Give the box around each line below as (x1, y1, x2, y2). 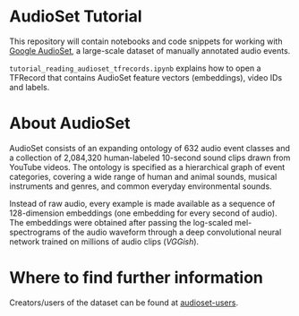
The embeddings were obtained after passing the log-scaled (9, 217, 233, 227)
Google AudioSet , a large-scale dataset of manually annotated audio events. (9, 45, 291, 56)
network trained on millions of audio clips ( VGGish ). (9, 235, 200, 247)
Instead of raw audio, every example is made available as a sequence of (9, 198, 276, 209)
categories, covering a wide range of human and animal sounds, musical (9, 171, 278, 182)
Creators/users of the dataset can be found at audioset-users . (9, 297, 239, 308)
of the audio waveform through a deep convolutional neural (62, 226, 282, 237)
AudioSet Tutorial (9, 6, 142, 27)
